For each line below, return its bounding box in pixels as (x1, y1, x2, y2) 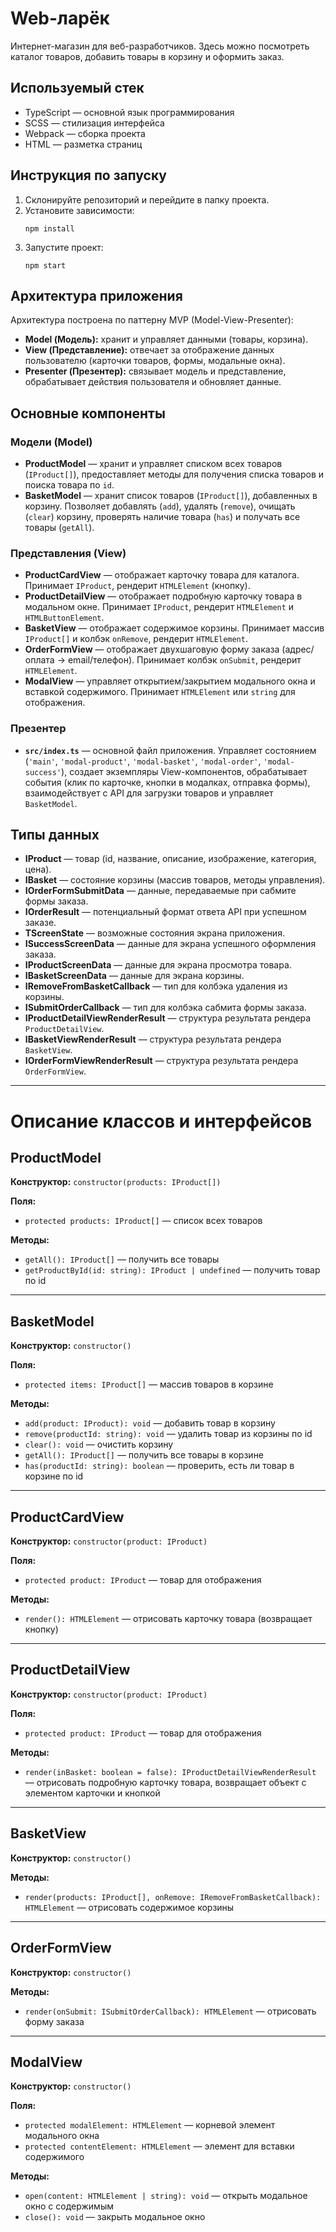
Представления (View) (10, 546, 127, 560)
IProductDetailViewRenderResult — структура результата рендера (24, 1012, 312, 1024)
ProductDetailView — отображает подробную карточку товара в (24, 590, 303, 602)
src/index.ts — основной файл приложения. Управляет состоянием (24, 744, 317, 756)
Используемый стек (10, 80, 145, 97)
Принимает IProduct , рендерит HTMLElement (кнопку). (24, 580, 251, 592)
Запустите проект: (24, 241, 104, 253)
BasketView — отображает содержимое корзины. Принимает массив (24, 622, 325, 634)
